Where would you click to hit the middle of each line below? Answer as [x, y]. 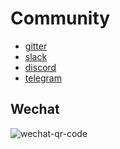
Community [60, 18]
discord [40, 67]
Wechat [35, 109]
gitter [36, 46]
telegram [43, 78]
